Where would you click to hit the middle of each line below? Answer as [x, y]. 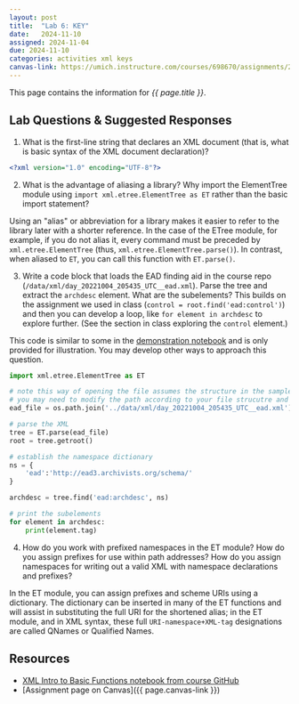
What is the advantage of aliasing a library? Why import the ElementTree [154, 184]
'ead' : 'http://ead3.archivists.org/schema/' [109, 473]
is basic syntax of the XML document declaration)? [115, 151]
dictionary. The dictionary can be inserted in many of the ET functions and [145, 603]
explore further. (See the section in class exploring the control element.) [155, 323]
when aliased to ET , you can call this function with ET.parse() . [122, 258]
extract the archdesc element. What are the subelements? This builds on [154, 295]
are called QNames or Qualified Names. [82, 631]
